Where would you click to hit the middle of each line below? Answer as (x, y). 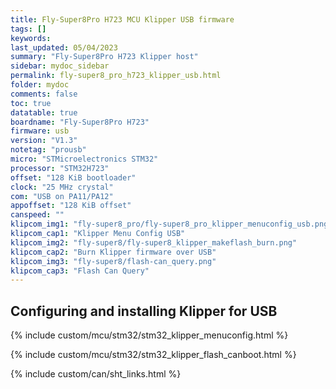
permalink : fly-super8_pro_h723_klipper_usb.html (116, 76)
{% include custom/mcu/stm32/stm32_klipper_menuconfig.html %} (149, 335)
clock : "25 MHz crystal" (62, 187)
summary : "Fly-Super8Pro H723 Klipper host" (104, 57)
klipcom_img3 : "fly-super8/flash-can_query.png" (113, 261)
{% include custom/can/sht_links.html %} (96, 374)
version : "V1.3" (44, 141)
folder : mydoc (40, 85)
